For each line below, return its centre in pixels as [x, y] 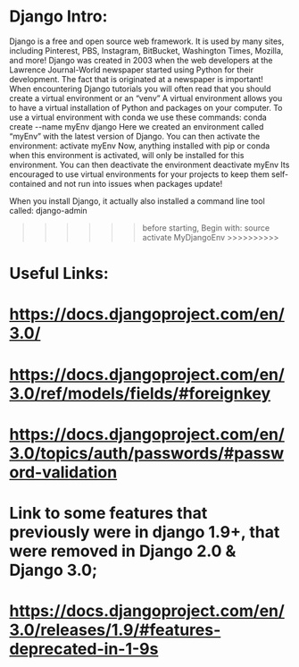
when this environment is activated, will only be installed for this [127, 155]
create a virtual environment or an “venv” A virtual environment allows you [146, 98]
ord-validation [63, 472]
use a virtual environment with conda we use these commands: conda [138, 117]
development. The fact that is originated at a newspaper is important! [136, 79]
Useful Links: [59, 274]
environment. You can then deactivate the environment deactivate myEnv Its [149, 165]
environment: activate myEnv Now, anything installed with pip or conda [140, 146]
